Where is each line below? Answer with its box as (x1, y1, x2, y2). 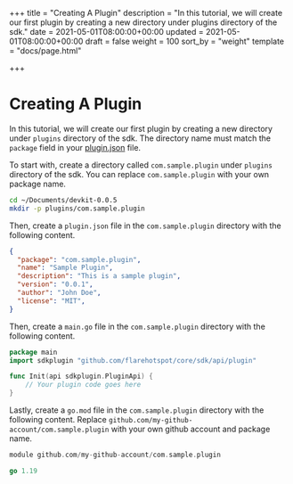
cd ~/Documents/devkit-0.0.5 (9, 195, 118, 204)
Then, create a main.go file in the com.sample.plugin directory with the (9, 321, 265, 332)
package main (9, 348, 58, 357)
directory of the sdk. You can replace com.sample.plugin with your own (9, 168, 270, 179)
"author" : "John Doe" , (17, 289, 102, 298)
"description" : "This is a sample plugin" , (17, 272, 181, 281)
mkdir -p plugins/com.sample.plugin (9, 204, 145, 213)
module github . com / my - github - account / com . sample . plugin (9, 450, 221, 460)
